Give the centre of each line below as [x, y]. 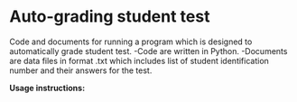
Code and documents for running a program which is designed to [131, 42]
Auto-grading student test [110, 17]
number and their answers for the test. [81, 70]
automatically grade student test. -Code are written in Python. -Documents [148, 51]
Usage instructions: [47, 88]
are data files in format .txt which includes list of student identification [139, 60]
